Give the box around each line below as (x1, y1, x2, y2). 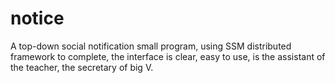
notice (10, 7, 65, 30)
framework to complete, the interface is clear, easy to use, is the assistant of (10, 50, 326, 62)
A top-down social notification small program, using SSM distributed (10, 40, 292, 52)
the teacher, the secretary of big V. (10, 61, 154, 73)
